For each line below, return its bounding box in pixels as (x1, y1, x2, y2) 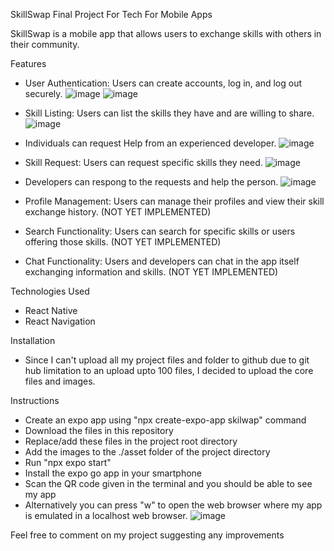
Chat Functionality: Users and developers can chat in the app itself (24, 255, 300, 267)
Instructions (10, 395, 60, 406)
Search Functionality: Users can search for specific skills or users (24, 225, 296, 237)
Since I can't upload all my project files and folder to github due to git (24, 354, 310, 366)
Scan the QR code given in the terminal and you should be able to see (24, 478, 313, 489)
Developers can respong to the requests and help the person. (24, 176, 279, 188)
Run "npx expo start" (24, 457, 112, 468)
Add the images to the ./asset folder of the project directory (24, 446, 271, 458)
